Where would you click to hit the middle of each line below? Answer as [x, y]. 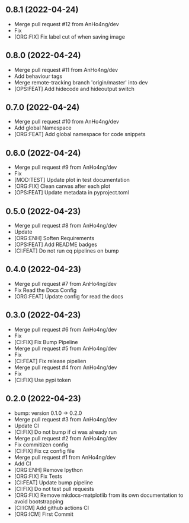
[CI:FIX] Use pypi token [43, 380]
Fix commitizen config [41, 445]
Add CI [23, 464]
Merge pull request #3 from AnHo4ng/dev [65, 419]
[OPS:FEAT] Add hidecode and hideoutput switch [74, 89]
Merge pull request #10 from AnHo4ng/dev [67, 122]
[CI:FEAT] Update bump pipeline [53, 482]
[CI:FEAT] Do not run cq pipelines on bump [66, 251]
